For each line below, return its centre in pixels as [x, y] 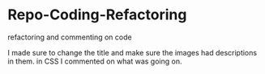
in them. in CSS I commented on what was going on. [95, 61]
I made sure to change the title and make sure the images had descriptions [132, 52]
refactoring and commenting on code [70, 37]
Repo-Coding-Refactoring [97, 15]
